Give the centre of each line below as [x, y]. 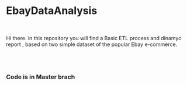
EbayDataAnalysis [52, 11]
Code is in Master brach [41, 77]
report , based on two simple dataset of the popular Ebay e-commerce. [92, 44]
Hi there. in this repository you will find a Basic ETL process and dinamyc [94, 38]
